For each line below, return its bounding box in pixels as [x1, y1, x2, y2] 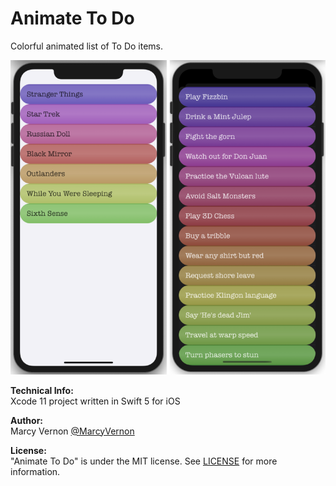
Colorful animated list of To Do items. [10, 40, 164, 52]
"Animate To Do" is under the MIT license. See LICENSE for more [10, 455, 278, 467]
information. [10, 465, 61, 477]
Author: [10, 414, 44, 426]
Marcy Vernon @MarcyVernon [10, 425, 135, 437]
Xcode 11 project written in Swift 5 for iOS [10, 395, 181, 407]
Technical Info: [10, 384, 74, 396]
